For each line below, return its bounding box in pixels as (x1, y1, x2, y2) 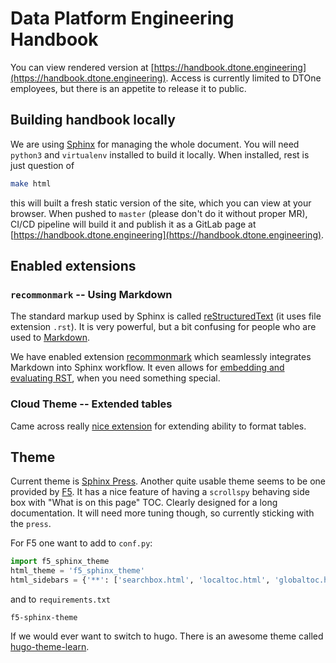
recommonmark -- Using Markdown (10, 287, 173, 301)
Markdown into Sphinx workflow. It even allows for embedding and (10, 362, 285, 374)
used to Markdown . (10, 332, 90, 344)
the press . (10, 518, 52, 530)
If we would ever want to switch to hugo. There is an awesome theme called (10, 630, 324, 642)
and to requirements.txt (10, 593, 111, 606)
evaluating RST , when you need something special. (10, 372, 221, 384)
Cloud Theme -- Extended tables (10, 397, 173, 411)
